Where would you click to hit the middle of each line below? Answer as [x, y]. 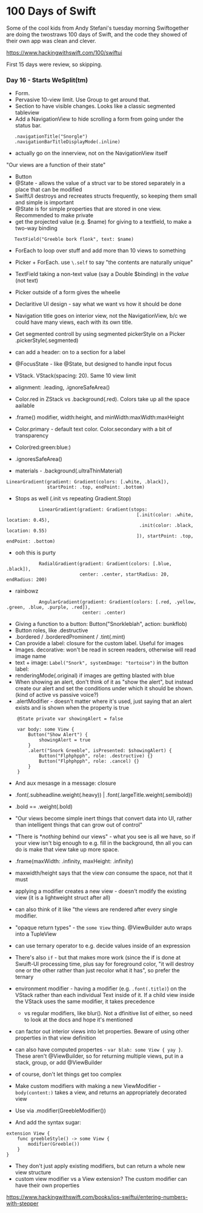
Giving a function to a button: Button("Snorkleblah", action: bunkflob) [101, 624]
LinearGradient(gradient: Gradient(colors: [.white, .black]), [88, 482]
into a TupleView [36, 934]
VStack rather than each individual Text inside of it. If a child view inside [105, 995]
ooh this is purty [35, 553]
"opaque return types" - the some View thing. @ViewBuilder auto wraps [103, 928]
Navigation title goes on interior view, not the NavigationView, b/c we [101, 316]
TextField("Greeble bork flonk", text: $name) [74, 240]
